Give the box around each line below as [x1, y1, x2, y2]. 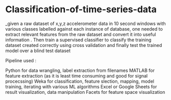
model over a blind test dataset [5, 47, 71, 54]
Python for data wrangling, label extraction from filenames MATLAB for [5, 67, 155, 73]
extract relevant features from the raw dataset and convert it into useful [5, 31, 156, 37]
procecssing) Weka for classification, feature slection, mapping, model [5, 78, 155, 84]
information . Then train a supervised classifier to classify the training [5, 37, 152, 43]
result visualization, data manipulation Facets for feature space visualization [5, 89, 165, 95]
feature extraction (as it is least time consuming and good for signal [5, 72, 148, 79]
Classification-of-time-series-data [5, 4, 157, 15]
